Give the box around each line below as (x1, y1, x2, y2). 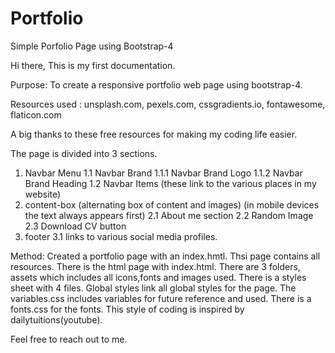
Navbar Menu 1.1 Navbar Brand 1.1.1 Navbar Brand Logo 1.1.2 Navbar (24, 167, 303, 179)
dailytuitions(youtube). (10, 313, 103, 326)
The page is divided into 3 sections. (10, 147, 158, 159)
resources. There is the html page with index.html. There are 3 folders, (10, 260, 301, 272)
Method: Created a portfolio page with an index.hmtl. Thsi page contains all (10, 250, 321, 262)
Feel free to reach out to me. (10, 333, 128, 345)
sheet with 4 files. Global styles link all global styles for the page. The (10, 282, 297, 294)
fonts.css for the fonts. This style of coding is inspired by (10, 303, 245, 315)
